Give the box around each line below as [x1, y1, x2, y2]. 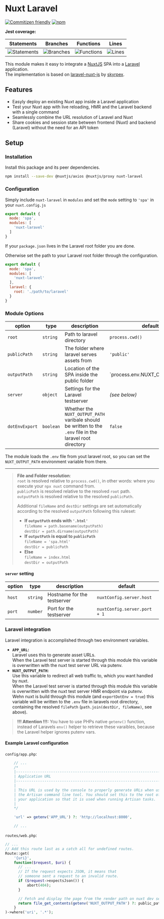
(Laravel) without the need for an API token [12, 124, 99, 130]
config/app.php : [5, 751, 38, 757]
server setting [5, 571, 34, 576]
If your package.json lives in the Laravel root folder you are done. [5, 243, 135, 249]
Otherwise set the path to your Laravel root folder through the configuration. [5, 253, 158, 258]
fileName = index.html [24, 555, 71, 560]
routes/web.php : [5, 832, 38, 838]
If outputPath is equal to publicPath [24, 533, 96, 539]
